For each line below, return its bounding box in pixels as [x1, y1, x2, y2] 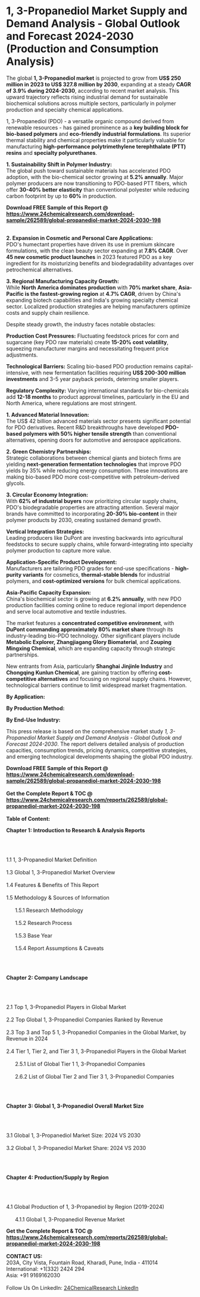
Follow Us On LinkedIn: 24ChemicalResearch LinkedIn [6, 1284, 139, 1291]
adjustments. [6, 351, 38, 358]
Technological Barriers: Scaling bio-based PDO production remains [6, 362, 174, 370]
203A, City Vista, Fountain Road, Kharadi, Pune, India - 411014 [6, 1259, 158, 1266]
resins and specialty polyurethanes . [6, 149, 97, 156]
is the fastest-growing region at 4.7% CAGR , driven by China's [24, 290, 182, 297]
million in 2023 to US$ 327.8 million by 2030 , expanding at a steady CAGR [6, 80, 192, 87]
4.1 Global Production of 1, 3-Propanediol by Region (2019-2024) [6, 1203, 165, 1210]
